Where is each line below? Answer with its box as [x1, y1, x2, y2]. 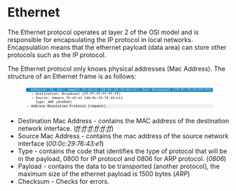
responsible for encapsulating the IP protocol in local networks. [7, 35, 194, 43]
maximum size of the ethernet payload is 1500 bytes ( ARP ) [17, 169, 190, 178]
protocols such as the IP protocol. [7, 51, 107, 59]
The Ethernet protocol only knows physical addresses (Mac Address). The [7, 64, 226, 73]
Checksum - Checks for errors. [17, 177, 110, 185]
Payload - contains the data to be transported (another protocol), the [17, 162, 220, 170]
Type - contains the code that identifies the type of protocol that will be [17, 147, 227, 155]
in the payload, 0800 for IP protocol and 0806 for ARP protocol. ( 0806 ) [17, 154, 227, 162]
